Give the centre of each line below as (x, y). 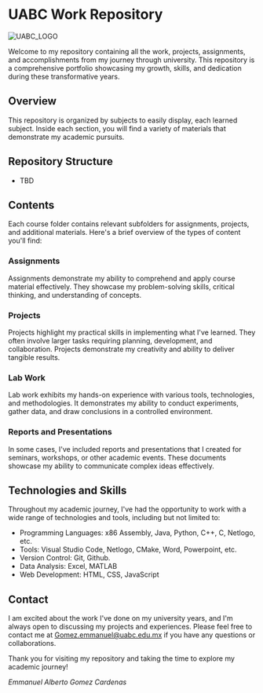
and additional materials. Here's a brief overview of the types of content (124, 233)
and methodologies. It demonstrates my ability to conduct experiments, (124, 403)
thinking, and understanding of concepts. (75, 295)
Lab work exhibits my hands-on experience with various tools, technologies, (131, 395)
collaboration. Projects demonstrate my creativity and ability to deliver (121, 349)
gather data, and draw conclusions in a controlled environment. (111, 412)
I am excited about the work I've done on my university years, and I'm (121, 618)
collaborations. (32, 643)
